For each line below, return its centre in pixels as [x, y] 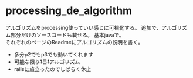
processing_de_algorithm [69, 11]
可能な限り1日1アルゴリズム [47, 62]
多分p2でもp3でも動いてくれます [54, 54]
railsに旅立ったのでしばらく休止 [53, 69]
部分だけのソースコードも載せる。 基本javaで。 [67, 35]
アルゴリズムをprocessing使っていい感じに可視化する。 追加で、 [84, 27]
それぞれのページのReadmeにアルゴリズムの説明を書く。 [75, 42]
